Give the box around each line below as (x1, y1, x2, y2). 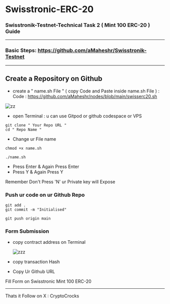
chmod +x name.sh (5, 146, 42, 151)
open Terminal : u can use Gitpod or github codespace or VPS (12, 113, 142, 119)
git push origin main (5, 216, 51, 221)
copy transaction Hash (12, 259, 60, 265)
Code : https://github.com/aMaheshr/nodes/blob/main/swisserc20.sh (12, 93, 157, 99)
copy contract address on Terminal (12, 239, 86, 245)
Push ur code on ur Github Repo (5, 191, 85, 198)
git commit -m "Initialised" (5, 207, 67, 212)
